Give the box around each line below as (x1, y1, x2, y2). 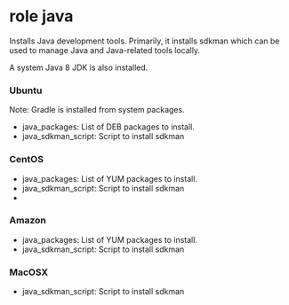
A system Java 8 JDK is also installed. (9, 62, 149, 73)
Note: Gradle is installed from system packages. (9, 105, 185, 115)
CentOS (9, 153, 44, 166)
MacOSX (9, 266, 49, 278)
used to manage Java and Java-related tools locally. (9, 44, 201, 55)
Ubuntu (9, 84, 43, 97)
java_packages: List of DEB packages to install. (21, 121, 196, 132)
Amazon (9, 215, 46, 227)
